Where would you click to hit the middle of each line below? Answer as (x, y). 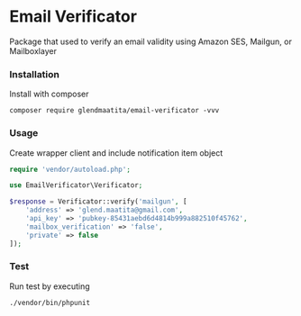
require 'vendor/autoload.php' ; (70, 169)
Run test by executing (50, 286)
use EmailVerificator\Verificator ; (76, 185)
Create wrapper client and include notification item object (116, 153)
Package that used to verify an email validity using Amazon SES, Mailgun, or (151, 41)
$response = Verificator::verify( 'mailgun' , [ (98, 202)
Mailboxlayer (33, 50)
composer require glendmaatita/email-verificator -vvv (114, 111)
